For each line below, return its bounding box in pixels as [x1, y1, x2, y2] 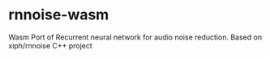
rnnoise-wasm [8, 6, 109, 24]
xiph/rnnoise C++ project [8, 40, 93, 50]
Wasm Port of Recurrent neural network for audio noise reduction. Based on [8, 32, 262, 42]
